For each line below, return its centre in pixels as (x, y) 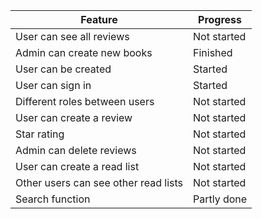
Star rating (40, 134)
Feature (99, 19)
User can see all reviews (72, 36)
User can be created (63, 69)
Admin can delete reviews (76, 150)
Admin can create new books (84, 52)
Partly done (220, 199)
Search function (53, 199)
